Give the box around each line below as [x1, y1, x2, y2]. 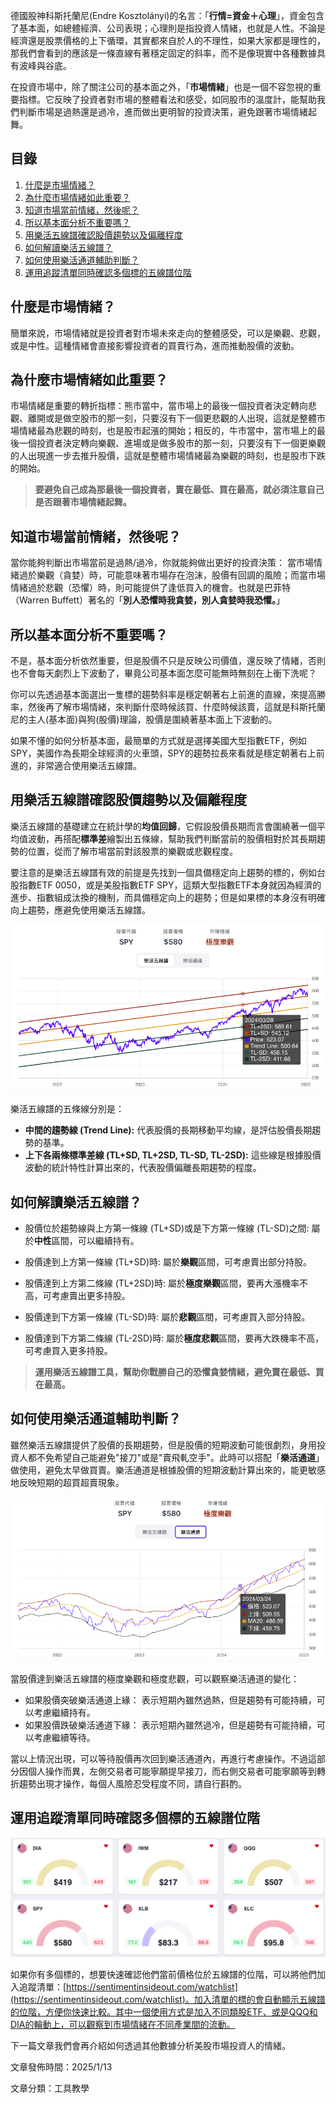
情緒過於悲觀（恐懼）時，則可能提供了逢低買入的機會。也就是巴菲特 [10, 582, 291, 594]
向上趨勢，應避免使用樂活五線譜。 [10, 904, 151, 916]
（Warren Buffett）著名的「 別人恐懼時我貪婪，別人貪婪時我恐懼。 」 [10, 594, 286, 606]
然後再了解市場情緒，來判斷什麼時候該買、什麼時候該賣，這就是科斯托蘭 [27, 701, 326, 713]
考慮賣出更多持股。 [51, 1289, 131, 1301]
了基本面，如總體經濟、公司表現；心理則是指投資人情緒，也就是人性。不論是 [10, 22, 326, 34]
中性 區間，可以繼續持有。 [33, 1234, 140, 1246]
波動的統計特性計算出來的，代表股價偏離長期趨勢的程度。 [24, 1162, 262, 1174]
